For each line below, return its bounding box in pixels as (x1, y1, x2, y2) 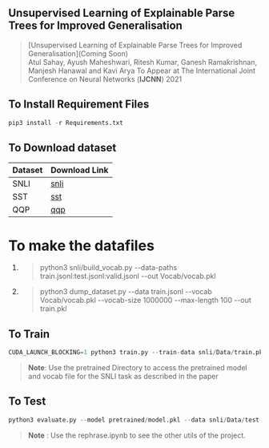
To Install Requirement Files (8, 98, 150, 111)
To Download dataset (8, 140, 117, 155)
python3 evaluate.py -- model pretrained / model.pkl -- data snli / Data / (8, 416, 246, 424)
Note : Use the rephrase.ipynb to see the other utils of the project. (27, 430, 246, 440)
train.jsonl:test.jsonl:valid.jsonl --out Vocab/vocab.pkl (39, 272, 216, 281)
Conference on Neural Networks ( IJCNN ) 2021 (27, 74, 183, 83)
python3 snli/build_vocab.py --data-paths (39, 263, 178, 272)
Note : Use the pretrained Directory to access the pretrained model (27, 362, 247, 372)
